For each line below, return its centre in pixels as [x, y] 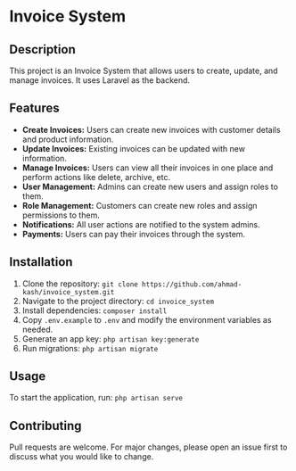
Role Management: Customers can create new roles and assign [140, 205]
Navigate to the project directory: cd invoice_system [118, 301]
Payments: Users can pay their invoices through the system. [134, 234]
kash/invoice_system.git [68, 292]
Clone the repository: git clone [80, 284]
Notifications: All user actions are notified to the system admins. [141, 224]
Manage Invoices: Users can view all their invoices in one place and [148, 168]
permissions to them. [61, 215]
